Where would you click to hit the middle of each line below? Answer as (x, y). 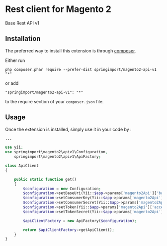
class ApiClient (22, 166)
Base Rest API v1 (22, 23)
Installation (23, 39)
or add (12, 83)
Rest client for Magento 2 (58, 9)
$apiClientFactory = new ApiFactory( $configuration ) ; (80, 221)
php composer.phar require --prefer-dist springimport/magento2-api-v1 (81, 69)
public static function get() (45, 179)
